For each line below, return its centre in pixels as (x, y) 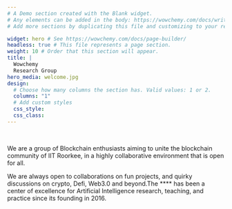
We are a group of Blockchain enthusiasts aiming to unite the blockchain (110, 148)
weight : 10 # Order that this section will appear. (83, 52)
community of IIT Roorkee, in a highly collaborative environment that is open (116, 155)
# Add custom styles (43, 103)
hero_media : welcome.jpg (43, 77)
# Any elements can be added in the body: (69, 20)
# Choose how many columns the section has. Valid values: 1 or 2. (113, 90)
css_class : (29, 115)
